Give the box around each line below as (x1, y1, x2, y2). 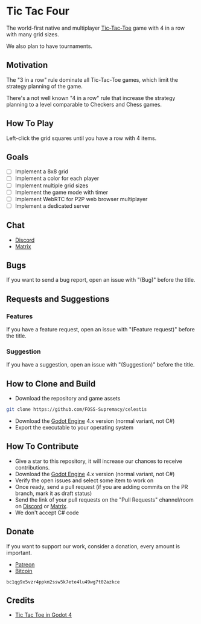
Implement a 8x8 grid (14, 168, 68, 175)
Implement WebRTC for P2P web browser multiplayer (14, 195, 148, 202)
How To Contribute (6, 441, 79, 452)
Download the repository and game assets (14, 395, 121, 402)
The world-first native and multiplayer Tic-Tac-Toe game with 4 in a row (6, 24, 185, 32)
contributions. (14, 463, 50, 471)
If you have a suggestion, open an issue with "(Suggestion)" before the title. (6, 361, 195, 368)
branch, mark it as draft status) (14, 490, 92, 497)
